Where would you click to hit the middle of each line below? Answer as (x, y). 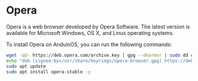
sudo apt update (26, 66)
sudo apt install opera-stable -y (49, 72)
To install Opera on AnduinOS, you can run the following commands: (89, 44)
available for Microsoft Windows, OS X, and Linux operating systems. (90, 33)
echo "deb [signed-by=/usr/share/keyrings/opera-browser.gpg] (84, 61)
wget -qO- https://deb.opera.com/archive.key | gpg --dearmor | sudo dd (97, 55)
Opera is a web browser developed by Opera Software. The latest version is (98, 27)
